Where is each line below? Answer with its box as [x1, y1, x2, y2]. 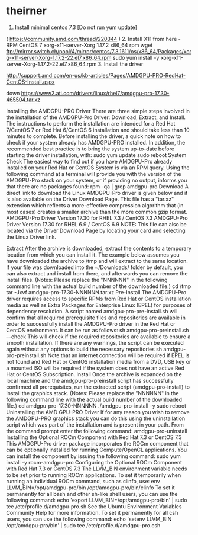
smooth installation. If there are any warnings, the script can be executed [6, 339, 184, 346]
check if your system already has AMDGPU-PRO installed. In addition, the [6, 139, 186, 146]
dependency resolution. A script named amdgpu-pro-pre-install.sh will [6, 307, 178, 315]
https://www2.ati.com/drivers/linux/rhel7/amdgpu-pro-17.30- [21, 89, 170, 97]
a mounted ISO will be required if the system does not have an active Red [6, 364, 185, 371]
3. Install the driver [98, 60, 144, 68]
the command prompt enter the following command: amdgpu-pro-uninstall [6, 427, 187, 434]
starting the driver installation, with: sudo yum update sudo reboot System [6, 151, 187, 158]
